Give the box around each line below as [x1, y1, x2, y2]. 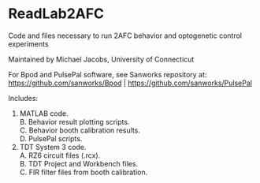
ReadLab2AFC [8, 5, 105, 23]
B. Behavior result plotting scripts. [19, 117, 130, 126]
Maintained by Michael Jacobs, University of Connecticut [8, 54, 195, 64]
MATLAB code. [19, 108, 69, 118]
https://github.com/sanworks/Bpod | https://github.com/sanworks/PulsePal [8, 78, 252, 88]
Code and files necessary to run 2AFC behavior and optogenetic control [8, 31, 243, 40]
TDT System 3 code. [19, 142, 87, 151]
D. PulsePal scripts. [19, 133, 83, 143]
